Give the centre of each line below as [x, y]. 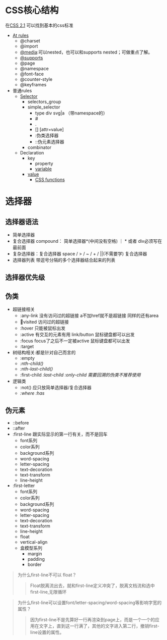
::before [21, 422]
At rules [21, 35]
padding [36, 559]
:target [27, 347]
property [44, 163]
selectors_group [44, 101]
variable [43, 169]
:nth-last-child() [36, 369]
